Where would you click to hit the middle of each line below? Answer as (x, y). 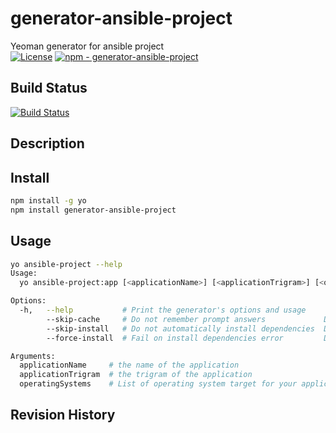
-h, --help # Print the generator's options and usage (163, 310)
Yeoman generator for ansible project (87, 46)
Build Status (49, 88)
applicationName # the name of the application (129, 365)
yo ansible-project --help (66, 264)
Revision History (63, 415)
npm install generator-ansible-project (93, 210)
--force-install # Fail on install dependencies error (165, 338)
